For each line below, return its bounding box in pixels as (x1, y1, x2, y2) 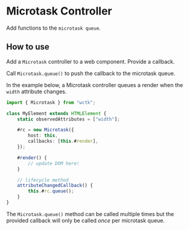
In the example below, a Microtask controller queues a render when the (6, 81, 184, 88)
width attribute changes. (6, 88, 67, 95)
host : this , (28, 133, 59, 139)
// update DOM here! (28, 160, 80, 166)
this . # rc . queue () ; (28, 188, 74, 194)
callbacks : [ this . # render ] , (28, 138, 98, 145)
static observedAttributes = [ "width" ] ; (17, 116, 120, 122)
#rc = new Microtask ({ (17, 127, 74, 133)
